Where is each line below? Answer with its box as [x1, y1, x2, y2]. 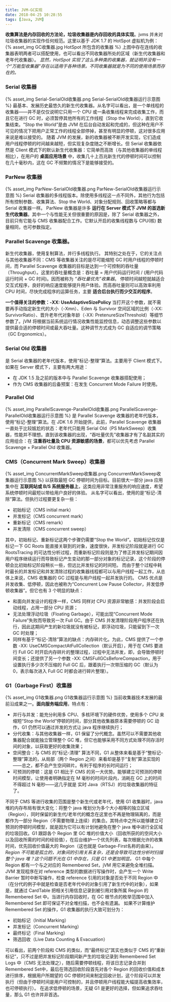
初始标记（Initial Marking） [12, 917, 70, 923]
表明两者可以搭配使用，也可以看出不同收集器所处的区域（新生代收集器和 [14, 50, 165, 56]
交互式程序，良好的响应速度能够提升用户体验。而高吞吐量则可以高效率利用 [5, 282, 161, 288]
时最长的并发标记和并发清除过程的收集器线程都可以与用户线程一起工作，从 [5, 568, 161, 574]
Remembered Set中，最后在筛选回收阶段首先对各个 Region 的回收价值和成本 [5, 966, 165, 973]
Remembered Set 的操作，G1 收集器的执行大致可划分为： [5, 907, 125, 913]
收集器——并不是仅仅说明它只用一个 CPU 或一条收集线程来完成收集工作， [5, 109, 160, 115]
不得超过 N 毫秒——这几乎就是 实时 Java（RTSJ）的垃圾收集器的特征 [12, 782, 158, 788]
